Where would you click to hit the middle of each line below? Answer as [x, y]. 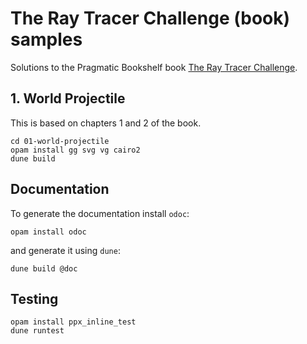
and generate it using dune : [65, 250]
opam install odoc [48, 232]
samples [46, 39]
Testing [34, 298]
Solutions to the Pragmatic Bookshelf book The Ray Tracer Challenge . [154, 67]
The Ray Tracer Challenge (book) [150, 18]
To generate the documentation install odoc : [100, 213]
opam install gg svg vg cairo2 [75, 150]
